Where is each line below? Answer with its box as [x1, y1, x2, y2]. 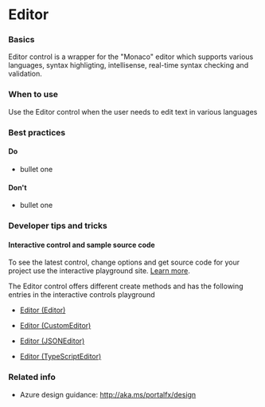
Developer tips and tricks [8, 221, 107, 232]
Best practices [8, 127, 66, 138]
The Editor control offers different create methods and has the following [8, 281, 244, 292]
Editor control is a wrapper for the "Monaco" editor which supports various [8, 52, 254, 61]
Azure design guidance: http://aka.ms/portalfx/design [19, 389, 197, 399]
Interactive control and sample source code [8, 240, 155, 249]
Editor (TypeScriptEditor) [19, 352, 102, 362]
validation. [8, 69, 42, 79]
